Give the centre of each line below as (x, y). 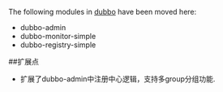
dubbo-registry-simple (58, 45)
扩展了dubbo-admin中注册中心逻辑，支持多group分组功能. (118, 79)
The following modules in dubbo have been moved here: (103, 12)
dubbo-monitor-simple (58, 36)
